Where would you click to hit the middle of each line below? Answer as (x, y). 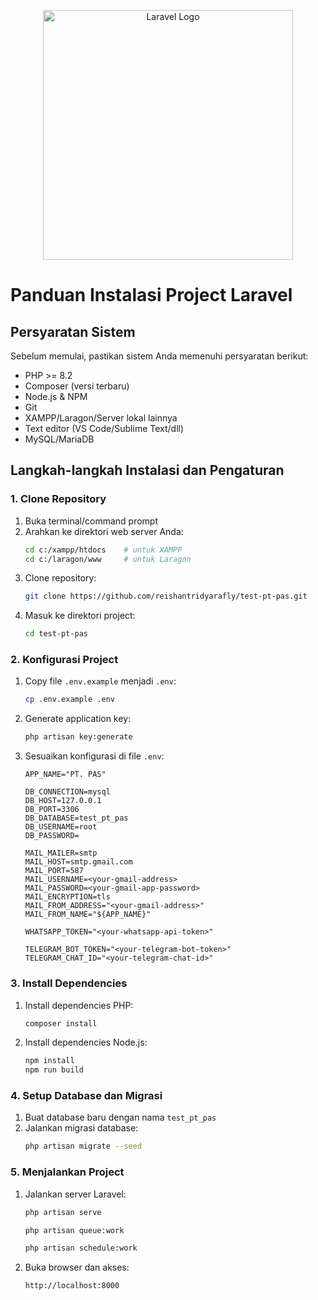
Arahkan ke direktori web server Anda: (104, 531)
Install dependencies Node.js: (86, 1042)
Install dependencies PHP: (79, 1005)
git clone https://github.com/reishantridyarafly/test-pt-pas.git (166, 596)
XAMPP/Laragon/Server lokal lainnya (101, 418)
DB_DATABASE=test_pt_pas (76, 818)
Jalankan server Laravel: (75, 1194)
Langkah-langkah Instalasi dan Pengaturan (147, 470)
